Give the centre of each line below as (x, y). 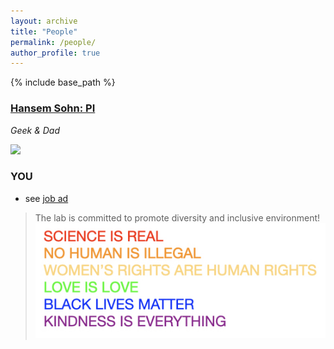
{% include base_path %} (63, 82)
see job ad (46, 198)
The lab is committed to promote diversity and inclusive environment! (177, 217)
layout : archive (44, 21)
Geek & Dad (35, 130)
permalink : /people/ (53, 42)
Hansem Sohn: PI (53, 108)
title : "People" (44, 31)
